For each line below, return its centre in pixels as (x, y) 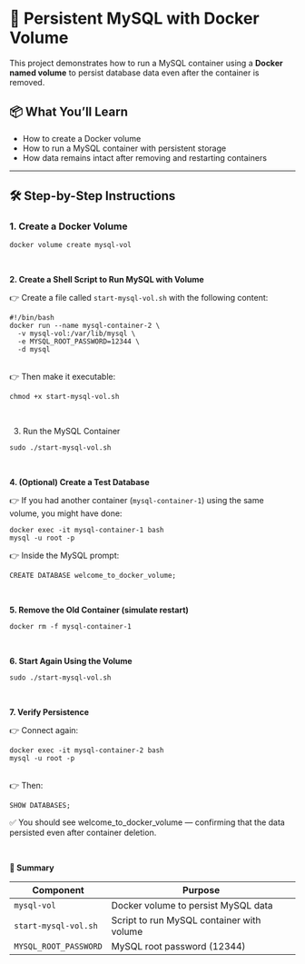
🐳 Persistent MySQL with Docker (135, 19)
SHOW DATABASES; (40, 806)
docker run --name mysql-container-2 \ (85, 326)
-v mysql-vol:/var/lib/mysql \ (77, 334)
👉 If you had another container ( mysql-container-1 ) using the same (137, 501)
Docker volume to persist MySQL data (192, 906)
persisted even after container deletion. (83, 833)
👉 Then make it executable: (63, 377)
